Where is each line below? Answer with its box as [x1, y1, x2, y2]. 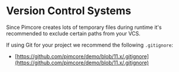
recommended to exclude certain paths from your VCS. [6, 30, 141, 37]
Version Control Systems [6, 4, 132, 18]
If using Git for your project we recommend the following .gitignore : [6, 41, 173, 48]
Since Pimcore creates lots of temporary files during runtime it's [6, 24, 162, 31]
